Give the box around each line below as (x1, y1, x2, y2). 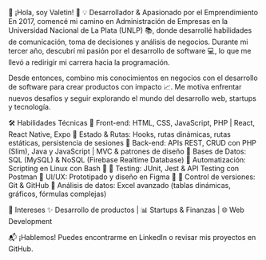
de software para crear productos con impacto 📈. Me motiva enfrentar (8, 82, 242, 91)
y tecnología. (8, 102, 51, 111)
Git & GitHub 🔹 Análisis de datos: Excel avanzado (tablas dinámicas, (8, 181, 232, 190)
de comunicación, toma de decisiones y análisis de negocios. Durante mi (8, 37, 248, 46)
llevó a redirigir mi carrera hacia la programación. (8, 58, 170, 67)
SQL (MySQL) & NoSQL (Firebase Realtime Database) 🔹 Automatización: (8, 155, 246, 164)
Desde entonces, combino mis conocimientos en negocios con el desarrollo (8, 73, 258, 82)
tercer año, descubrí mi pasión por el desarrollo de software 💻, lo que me (8, 46, 252, 55)
